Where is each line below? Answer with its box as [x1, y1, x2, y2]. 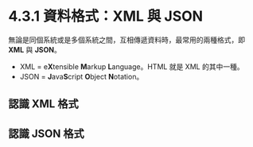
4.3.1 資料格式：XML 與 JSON [8, 7, 204, 25]
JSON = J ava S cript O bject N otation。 [19, 72, 144, 81]
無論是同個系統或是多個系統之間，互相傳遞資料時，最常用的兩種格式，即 [8, 35, 245, 44]
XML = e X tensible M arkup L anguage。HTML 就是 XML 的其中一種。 [19, 61, 244, 72]
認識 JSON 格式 [8, 126, 85, 140]
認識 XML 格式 [8, 97, 79, 111]
